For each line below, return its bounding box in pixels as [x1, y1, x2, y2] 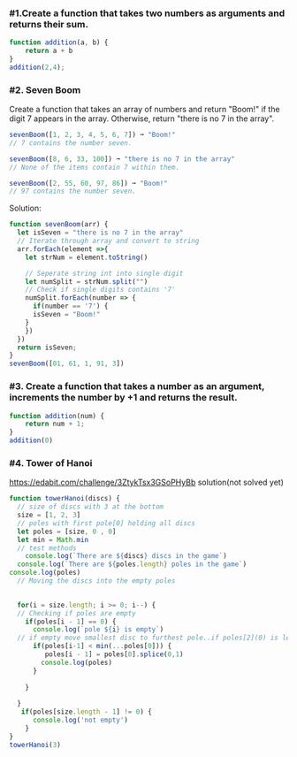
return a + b [25, 47, 73, 56]
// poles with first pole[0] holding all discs [17, 518, 196, 528]
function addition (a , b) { [9, 38, 109, 47]
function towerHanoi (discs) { [9, 494, 121, 503]
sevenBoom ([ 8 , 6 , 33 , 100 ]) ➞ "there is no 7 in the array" [9, 154, 236, 164]
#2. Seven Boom [9, 83, 81, 96]
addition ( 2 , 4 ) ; [9, 63, 65, 72]
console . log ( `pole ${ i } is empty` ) [32, 625, 164, 634]
